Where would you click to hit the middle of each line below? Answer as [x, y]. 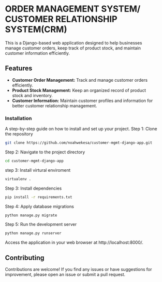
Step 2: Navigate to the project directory [45, 152]
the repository [19, 134]
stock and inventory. [32, 95]
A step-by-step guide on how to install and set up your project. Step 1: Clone [81, 129]
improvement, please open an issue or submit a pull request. [65, 275]
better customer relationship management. [55, 105]
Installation [19, 118]
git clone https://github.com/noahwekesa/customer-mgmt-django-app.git [79, 143]
